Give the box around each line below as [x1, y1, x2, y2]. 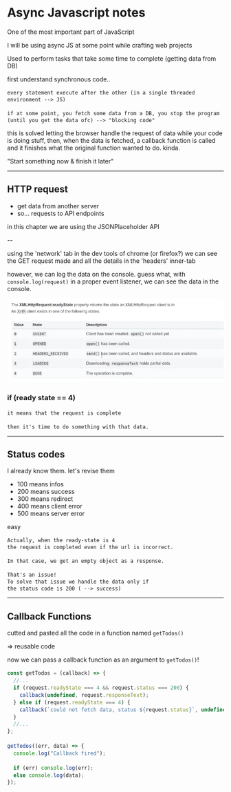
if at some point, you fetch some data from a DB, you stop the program [7, 110, 220, 117]
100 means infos [16, 480, 64, 488]
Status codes [7, 448, 65, 460]
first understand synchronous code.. [7, 75, 111, 83]
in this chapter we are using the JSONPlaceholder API [7, 222, 159, 230]
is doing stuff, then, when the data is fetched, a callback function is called [7, 136, 216, 144]
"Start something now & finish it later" [7, 157, 114, 165]
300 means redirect [16, 495, 74, 503]
